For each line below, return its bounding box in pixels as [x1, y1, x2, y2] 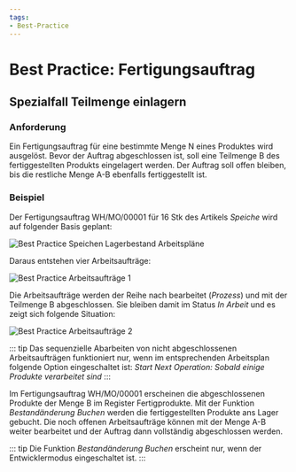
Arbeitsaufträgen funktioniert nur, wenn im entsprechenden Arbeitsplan [9, 352, 270, 363]
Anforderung [9, 121, 66, 133]
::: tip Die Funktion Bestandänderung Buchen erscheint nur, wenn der [9, 443, 262, 453]
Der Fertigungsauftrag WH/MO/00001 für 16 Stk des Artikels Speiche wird [9, 212, 278, 222]
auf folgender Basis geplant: [9, 221, 113, 231]
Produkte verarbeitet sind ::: [9, 371, 111, 382]
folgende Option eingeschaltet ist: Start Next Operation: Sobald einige [9, 361, 265, 372]
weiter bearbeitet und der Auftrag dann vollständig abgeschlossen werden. [9, 426, 284, 437]
